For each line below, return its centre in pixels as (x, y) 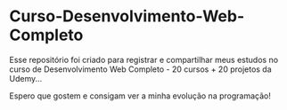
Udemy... (26, 78)
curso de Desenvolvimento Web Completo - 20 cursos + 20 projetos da (140, 69)
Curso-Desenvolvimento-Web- (127, 16)
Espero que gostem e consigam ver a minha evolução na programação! (140, 96)
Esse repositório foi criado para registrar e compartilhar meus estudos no (144, 59)
